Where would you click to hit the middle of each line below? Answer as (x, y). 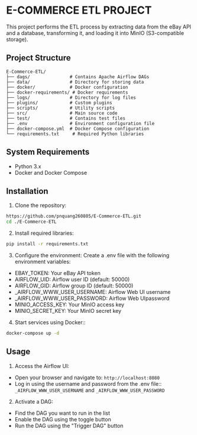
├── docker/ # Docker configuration (67, 87)
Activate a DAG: (34, 401)
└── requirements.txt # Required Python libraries (75, 134)
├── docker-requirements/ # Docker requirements (67, 92)
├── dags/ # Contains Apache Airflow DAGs (78, 77)
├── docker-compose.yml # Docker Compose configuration (78, 129)
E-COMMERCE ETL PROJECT (79, 10)
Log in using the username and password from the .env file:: (88, 383)
